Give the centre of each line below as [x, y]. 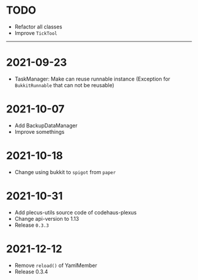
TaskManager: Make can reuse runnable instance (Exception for [93, 79]
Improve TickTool [36, 33]
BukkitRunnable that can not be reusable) [65, 85]
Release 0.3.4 [31, 271]
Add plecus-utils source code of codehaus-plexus [76, 212]
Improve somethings [39, 131]
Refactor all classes [38, 27]
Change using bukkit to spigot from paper [65, 172]
